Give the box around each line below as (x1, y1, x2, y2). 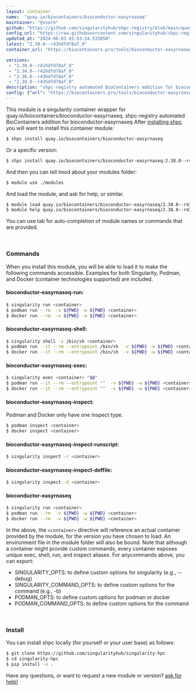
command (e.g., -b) (14, 587, 62, 594)
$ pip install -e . (6, 662, 54, 668)
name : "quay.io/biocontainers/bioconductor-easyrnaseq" (6, 14, 148, 20)
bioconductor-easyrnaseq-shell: (6, 325, 87, 332)
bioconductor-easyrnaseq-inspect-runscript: (6, 441, 120, 448)
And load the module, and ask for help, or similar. (6, 190, 124, 197)
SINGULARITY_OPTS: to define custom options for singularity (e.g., (14, 569, 176, 576)
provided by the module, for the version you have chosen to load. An (6, 532, 171, 539)
